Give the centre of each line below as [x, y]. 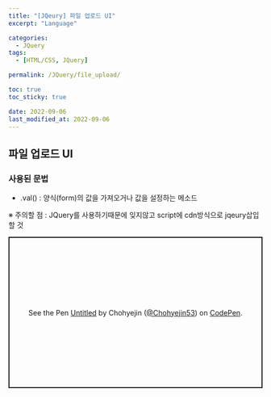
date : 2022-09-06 [38, 111]
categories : [28, 38]
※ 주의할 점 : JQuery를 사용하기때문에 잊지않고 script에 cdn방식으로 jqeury [127, 215]
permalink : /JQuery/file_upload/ [65, 75]
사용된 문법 [29, 178]
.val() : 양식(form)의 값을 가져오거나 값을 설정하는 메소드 [108, 198]
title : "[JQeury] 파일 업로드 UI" [62, 16]
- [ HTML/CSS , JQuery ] [52, 61]
